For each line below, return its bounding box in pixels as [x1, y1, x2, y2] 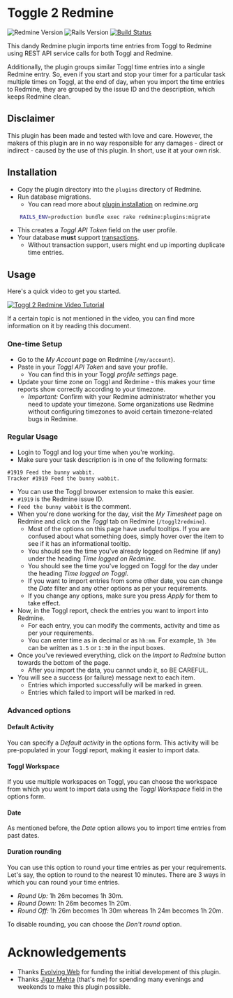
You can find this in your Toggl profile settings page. [27, 370, 179, 379]
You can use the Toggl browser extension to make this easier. [17, 487, 195, 496]
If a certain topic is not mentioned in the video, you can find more [7, 314, 195, 323]
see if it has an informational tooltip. [27, 539, 131, 547]
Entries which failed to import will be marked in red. [27, 688, 176, 696]
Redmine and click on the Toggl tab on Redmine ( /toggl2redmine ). [17, 516, 207, 526]
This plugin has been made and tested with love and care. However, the [7, 131, 213, 139]
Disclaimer [7, 113, 55, 125]
